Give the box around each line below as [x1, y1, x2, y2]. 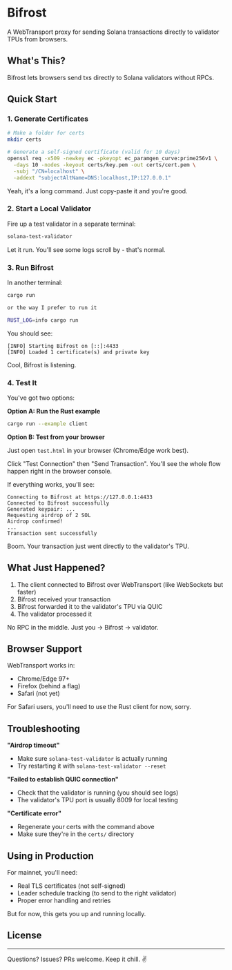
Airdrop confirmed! [7, 518, 64, 525]
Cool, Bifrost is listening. [7, 360, 77, 369]
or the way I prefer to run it [7, 304, 97, 311]
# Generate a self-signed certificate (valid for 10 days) [7, 148, 181, 156]
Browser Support [7, 643, 83, 655]
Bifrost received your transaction [17, 595, 111, 603]
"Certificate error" [7, 809, 62, 817]
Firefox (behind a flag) [17, 682, 81, 690]
